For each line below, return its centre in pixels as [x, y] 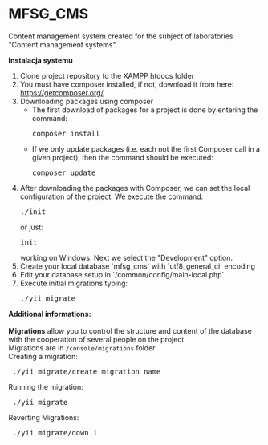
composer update [64, 172]
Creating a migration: [43, 356]
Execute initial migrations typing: [74, 283]
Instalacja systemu [41, 60]
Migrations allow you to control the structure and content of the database [130, 330]
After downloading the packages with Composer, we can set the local [135, 188]
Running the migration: [46, 386]
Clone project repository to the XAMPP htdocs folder [107, 75]
